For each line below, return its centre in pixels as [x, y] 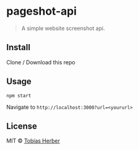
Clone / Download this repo [41, 62]
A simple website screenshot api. [63, 28]
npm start [19, 96]
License [22, 126]
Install [18, 47]
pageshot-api [42, 11]
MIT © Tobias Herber [33, 141]
